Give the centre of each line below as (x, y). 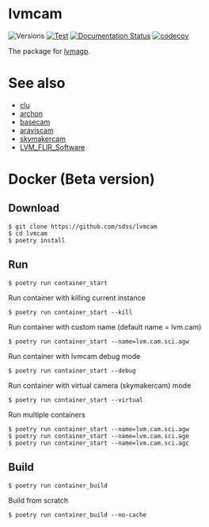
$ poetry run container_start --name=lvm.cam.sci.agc (99, 443)
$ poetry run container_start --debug (72, 370)
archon (31, 113)
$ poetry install (37, 240)
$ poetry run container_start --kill (70, 312)
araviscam (36, 130)
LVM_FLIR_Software (52, 147)
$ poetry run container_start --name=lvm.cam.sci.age (99, 436)
